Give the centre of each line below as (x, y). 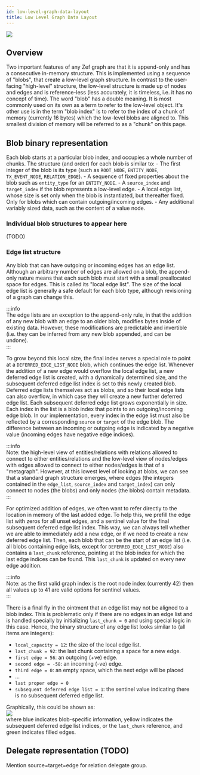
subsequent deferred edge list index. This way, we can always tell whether (98, 527)
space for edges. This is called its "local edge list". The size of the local (94, 284)
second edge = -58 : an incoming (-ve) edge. (69, 663)
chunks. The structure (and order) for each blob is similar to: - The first (93, 164)
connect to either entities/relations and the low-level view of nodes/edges (97, 458)
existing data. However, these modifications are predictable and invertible (97, 327)
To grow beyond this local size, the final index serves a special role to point (99, 358)
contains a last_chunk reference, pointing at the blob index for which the (96, 553)
